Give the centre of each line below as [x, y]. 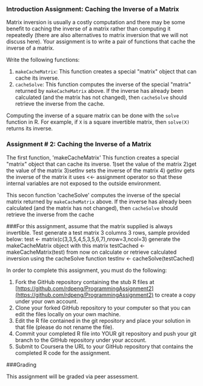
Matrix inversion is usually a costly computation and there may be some [96, 22]
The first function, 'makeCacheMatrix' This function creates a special [93, 157]
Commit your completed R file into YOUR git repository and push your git [106, 333]
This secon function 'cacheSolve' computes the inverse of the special [93, 195]
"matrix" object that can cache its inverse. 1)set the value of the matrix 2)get [101, 164]
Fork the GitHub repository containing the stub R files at [85, 282]
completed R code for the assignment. [63, 353]
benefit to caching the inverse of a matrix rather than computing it [88, 29]
